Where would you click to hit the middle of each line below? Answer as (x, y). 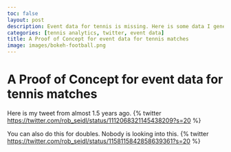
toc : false (23, 13)
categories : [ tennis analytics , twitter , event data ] (86, 33)
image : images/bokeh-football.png (57, 45)
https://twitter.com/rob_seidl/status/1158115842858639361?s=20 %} (104, 141)
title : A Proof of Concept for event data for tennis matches (98, 39)
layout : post (26, 20)
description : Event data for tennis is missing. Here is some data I (109, 26)
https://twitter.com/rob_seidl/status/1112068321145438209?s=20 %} (104, 120)
